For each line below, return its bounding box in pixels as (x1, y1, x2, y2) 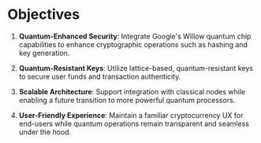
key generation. (18, 48, 70, 57)
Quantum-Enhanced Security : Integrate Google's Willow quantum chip (18, 31, 252, 41)
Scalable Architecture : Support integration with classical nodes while (18, 86, 246, 96)
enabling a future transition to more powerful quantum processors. (18, 95, 236, 104)
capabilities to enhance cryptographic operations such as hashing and (18, 39, 248, 49)
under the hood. (18, 127, 72, 137)
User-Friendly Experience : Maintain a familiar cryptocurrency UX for (18, 110, 244, 119)
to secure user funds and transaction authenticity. (18, 71, 181, 81)
